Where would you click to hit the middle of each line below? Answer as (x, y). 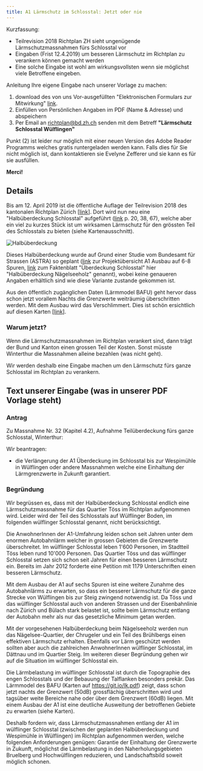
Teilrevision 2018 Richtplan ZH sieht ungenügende (78, 41)
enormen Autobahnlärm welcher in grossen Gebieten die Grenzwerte (92, 540)
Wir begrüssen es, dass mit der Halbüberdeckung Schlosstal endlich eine (98, 503)
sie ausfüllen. (23, 160)
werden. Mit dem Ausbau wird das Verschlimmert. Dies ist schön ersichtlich (101, 305)
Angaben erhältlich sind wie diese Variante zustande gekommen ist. (91, 280)
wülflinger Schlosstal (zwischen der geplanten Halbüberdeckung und (93, 729)
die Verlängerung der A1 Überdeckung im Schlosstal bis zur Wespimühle (105, 461)
